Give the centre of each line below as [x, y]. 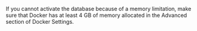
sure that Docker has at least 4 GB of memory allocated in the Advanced [96, 15]
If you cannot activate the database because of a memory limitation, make [98, 9]
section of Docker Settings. [40, 22]
